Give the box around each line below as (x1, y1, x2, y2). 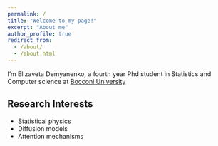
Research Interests (7, 98, 93, 110)
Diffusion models (17, 124, 68, 132)
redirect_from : (7, 37, 53, 44)
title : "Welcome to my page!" (7, 17, 98, 24)
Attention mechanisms (17, 132, 84, 140)
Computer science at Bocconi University (7, 77, 126, 85)
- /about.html (14, 51, 56, 58)
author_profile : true (7, 30, 72, 38)
